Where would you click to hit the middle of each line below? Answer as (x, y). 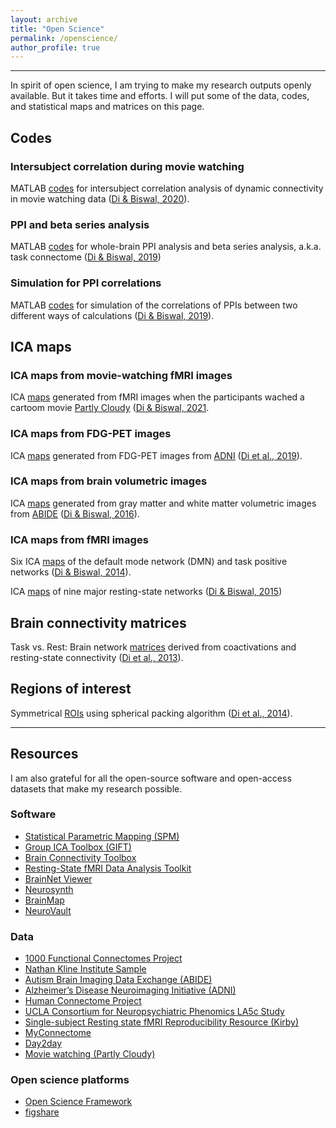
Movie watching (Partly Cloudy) (90, 1054)
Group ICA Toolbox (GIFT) (78, 847)
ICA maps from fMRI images (79, 539)
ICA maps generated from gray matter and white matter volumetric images (163, 503)
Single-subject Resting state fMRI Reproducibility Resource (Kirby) (162, 1022)
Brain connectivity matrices (98, 622)
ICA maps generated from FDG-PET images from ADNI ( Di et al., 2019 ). (156, 455)
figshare (42, 1112)
